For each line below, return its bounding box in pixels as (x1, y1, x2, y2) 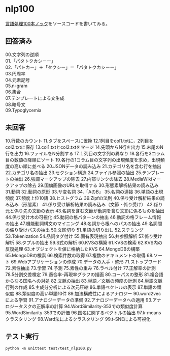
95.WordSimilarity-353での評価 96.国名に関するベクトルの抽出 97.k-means (5, 309, 161, 316)
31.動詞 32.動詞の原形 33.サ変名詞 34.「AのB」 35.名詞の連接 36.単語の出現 (5, 188, 163, 195)
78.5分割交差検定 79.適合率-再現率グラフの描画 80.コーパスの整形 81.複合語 (5, 271, 164, 278)
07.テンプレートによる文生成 (5, 95, 64, 101)
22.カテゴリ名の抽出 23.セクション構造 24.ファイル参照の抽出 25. (5, 169, 143, 176)
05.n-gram (5, 83, 28, 89)
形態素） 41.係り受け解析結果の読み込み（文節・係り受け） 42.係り (22, 201, 163, 207)
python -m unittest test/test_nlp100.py (5, 346, 92, 351)
